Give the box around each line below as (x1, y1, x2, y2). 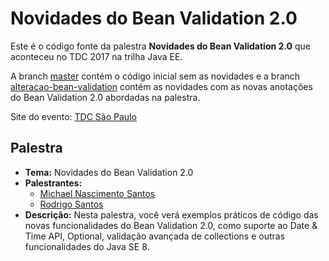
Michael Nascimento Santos (39, 187, 156, 199)
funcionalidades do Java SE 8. (24, 240, 150, 252)
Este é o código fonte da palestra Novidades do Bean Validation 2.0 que (10, 40, 311, 52)
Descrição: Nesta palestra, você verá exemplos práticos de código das (24, 208, 319, 221)
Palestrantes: (24, 177, 83, 189)
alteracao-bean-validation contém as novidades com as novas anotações (10, 80, 313, 92)
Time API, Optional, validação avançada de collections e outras (24, 230, 286, 242)
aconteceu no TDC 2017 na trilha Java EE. (10, 50, 183, 62)
